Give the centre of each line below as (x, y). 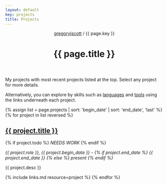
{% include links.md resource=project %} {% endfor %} (63, 177)
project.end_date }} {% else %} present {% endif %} (59, 158)
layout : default (22, 10)
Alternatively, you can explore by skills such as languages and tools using (81, 95)
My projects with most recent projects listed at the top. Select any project (81, 79)
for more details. (22, 85)
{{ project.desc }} (23, 168)
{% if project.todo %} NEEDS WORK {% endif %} (56, 143)
